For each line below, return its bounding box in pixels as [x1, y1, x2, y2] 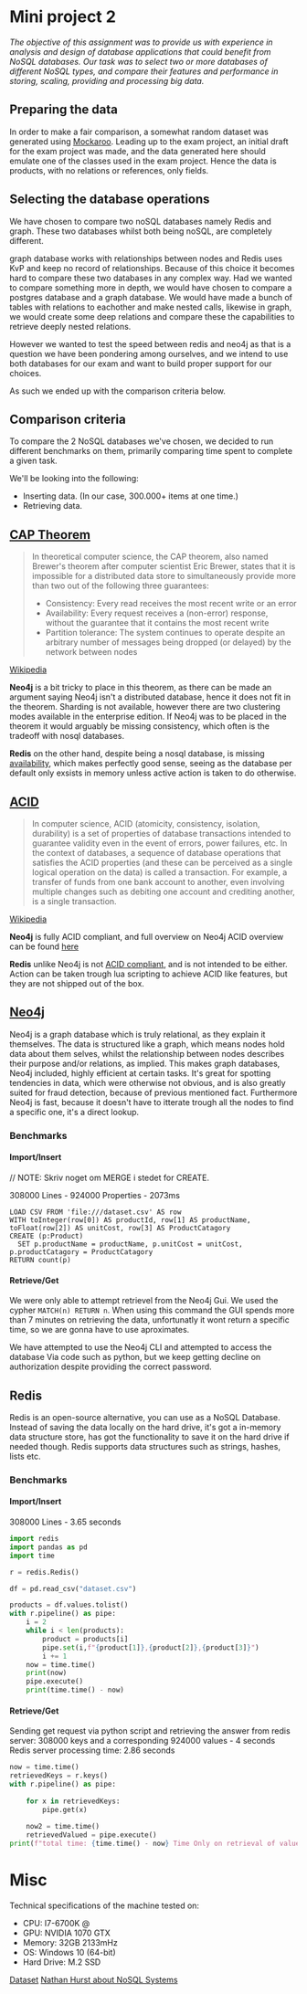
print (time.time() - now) [26, 1685, 125, 1695]
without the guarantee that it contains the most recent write [45, 617, 270, 628]
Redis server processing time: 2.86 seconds [9, 1745, 175, 1756]
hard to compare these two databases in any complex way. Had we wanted [9, 272, 292, 283]
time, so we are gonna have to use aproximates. [9, 1324, 190, 1335]
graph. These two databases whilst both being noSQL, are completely [9, 226, 272, 237]
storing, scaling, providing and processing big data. [9, 75, 205, 86]
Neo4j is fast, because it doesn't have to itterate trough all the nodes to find [9, 1096, 294, 1107]
